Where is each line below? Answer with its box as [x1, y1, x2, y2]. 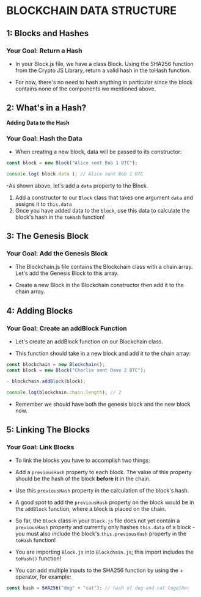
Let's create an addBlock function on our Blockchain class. [15, 338, 164, 345]
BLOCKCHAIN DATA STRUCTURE [6, 4, 177, 18]
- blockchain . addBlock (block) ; [6, 378, 86, 384]
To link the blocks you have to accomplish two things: [15, 456, 151, 464]
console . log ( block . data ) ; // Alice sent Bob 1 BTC [6, 170, 144, 177]
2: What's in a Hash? [6, 103, 87, 113]
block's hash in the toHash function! [15, 213, 105, 221]
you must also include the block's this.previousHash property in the [15, 530, 187, 538]
